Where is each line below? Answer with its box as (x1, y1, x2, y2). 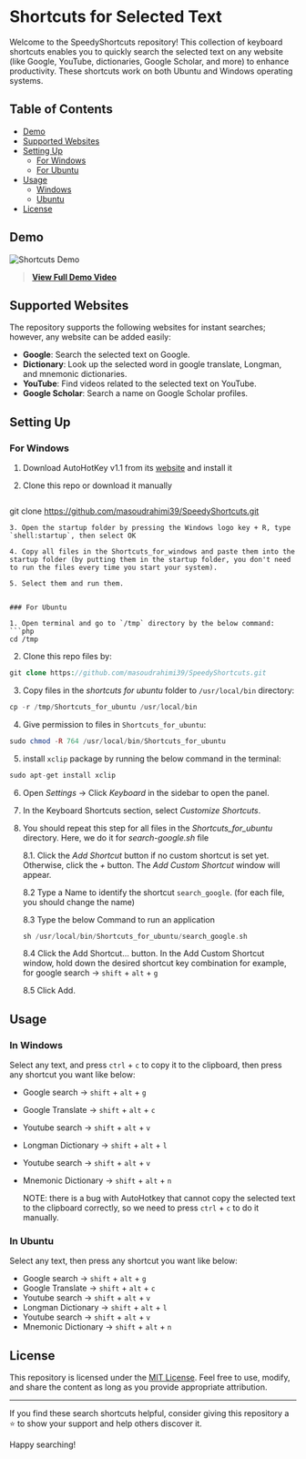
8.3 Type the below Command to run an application (22, 913, 216, 925)
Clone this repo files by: (22, 651, 112, 662)
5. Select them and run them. (9, 579, 125, 588)
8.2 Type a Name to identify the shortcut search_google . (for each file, (22, 886, 285, 898)
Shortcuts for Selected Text (9, 6, 223, 27)
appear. (22, 869, 52, 880)
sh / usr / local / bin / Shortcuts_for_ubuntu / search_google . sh (22, 932, 248, 941)
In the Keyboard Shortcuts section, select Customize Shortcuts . (22, 804, 261, 816)
